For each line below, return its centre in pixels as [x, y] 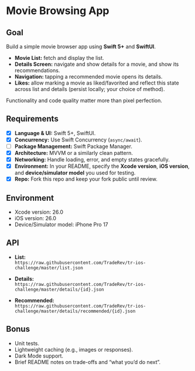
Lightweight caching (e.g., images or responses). [74, 349]
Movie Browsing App [58, 11]
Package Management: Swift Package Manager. [73, 146]
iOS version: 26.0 [35, 218]
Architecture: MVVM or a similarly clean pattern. [73, 153]
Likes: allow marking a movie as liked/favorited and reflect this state [97, 83]
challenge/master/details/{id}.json [59, 289]
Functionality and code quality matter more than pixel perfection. [84, 100]
